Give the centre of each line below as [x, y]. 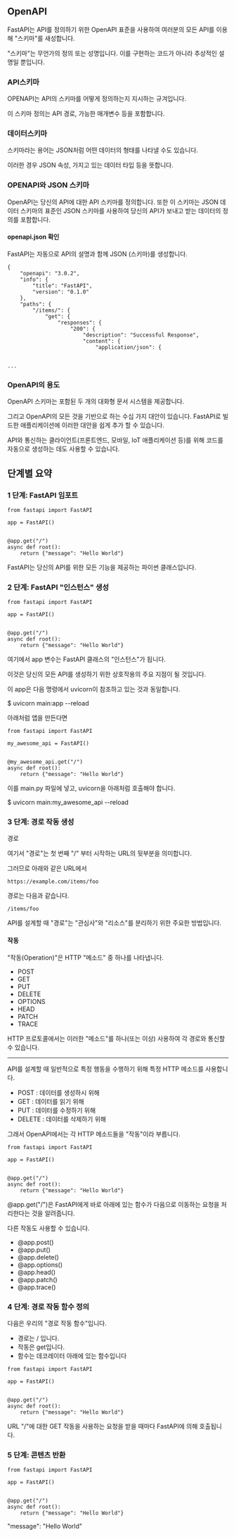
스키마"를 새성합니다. [46, 38]
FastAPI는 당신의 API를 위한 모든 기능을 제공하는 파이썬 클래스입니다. [102, 567]
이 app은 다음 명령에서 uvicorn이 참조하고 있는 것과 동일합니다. [94, 689]
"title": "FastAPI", [63, 286]
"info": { [34, 280]
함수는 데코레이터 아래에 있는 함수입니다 [72, 1355]
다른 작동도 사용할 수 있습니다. [48, 1228]
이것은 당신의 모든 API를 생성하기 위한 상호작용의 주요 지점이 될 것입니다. [107, 675]
